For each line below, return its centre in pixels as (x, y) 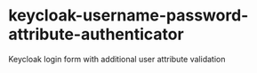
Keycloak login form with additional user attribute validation (117, 59)
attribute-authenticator (96, 34)
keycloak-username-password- (128, 16)
